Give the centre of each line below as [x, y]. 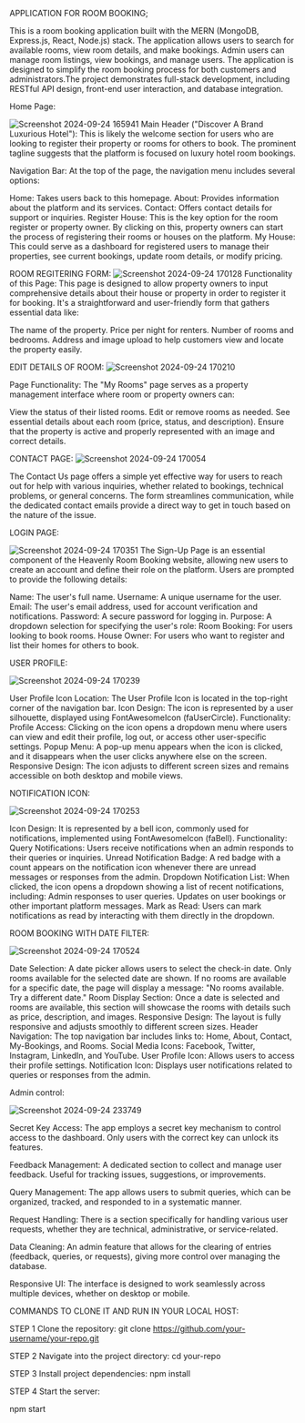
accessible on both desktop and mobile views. [97, 776]
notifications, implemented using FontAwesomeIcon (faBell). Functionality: [148, 838]
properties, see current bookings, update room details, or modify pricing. [146, 256]
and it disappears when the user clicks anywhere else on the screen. [138, 756]
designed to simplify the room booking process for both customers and [143, 69]
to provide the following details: [68, 579]
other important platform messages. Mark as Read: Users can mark [136, 906]
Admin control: [37, 1093]
